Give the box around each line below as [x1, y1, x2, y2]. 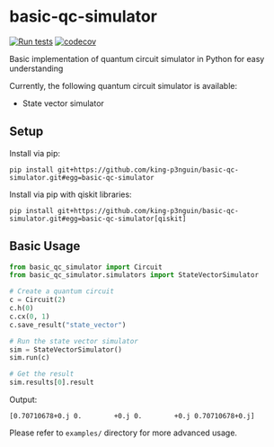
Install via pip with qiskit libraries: [9, 189, 132, 200]
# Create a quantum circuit [9, 287, 115, 296]
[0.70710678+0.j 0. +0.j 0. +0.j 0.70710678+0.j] [9, 412, 255, 421]
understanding [9, 63, 64, 74]
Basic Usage [9, 238, 81, 254]
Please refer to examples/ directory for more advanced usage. [9, 427, 238, 438]
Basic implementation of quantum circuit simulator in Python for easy [9, 53, 265, 64]
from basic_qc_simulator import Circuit [9, 263, 164, 272]
